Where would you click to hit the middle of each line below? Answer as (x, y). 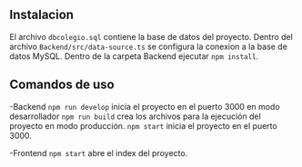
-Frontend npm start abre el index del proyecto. (99, 152)
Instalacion (42, 15)
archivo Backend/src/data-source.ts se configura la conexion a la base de (149, 46)
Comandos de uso (62, 85)
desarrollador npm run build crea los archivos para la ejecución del (135, 116)
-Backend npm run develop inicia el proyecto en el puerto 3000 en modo (145, 106)
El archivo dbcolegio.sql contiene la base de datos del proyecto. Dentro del (151, 36)
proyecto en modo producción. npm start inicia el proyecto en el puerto (143, 125)
